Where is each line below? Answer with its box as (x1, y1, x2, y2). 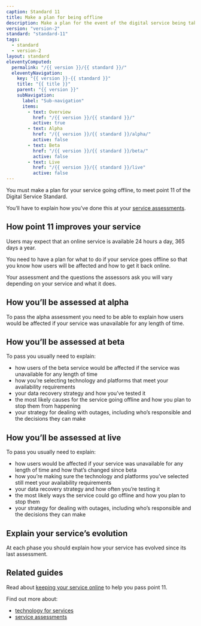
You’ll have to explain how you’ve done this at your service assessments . (6, 205, 187, 211)
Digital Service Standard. (6, 193, 68, 200)
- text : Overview (28, 109, 71, 115)
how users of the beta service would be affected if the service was (14, 364, 180, 372)
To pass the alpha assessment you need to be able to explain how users (6, 313, 184, 320)
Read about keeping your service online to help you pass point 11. (6, 584, 167, 591)
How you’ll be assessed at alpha (6, 297, 129, 308)
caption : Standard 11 (6, 8, 60, 15)
